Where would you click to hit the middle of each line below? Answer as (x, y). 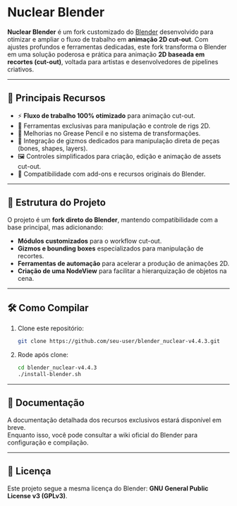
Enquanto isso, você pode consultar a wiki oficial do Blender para (103, 435)
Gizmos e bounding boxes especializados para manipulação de (110, 248)
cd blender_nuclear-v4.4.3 (57, 368)
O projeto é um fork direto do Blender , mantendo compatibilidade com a (113, 219)
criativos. (21, 69)
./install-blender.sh (49, 375)
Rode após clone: (43, 355)
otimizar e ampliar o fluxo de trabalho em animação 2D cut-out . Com (108, 39)
